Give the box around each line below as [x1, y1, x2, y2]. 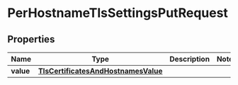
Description [169, 55, 210, 64]
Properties [7, 33, 55, 45]
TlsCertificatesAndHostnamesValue [38, 66, 163, 76]
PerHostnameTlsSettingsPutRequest [7, 5, 229, 21]
